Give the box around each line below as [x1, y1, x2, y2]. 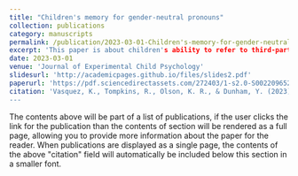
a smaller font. [9, 158, 62, 169]
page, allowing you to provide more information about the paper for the [9, 130, 269, 141]
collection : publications [9, 21, 105, 30]
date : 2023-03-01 [9, 54, 74, 63]
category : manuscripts [9, 29, 93, 38]
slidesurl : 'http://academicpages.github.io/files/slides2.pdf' [9, 71, 252, 80]
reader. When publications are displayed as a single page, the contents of [9, 139, 278, 150]
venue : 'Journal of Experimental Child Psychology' [9, 63, 204, 72]
